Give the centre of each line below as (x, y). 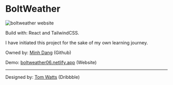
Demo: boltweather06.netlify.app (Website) (51, 62)
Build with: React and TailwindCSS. (42, 33)
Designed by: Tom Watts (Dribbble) (42, 77)
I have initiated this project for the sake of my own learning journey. (77, 42)
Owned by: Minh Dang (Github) (38, 52)
